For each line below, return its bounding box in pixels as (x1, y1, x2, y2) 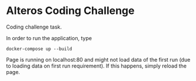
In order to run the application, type (6, 34, 92, 41)
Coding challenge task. (6, 23, 62, 30)
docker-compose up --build (6, 45, 72, 52)
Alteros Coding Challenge (6, 4, 135, 17)
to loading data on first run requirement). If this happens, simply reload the (6, 62, 187, 69)
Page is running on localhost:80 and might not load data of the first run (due (6, 56, 191, 63)
